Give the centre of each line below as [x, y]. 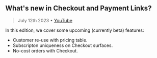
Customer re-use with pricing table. [50, 40]
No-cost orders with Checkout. [45, 50]
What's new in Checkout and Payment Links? [78, 8]
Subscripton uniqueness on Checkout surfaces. [63, 45]
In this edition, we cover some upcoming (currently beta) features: [75, 30]
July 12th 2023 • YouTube [45, 20]
